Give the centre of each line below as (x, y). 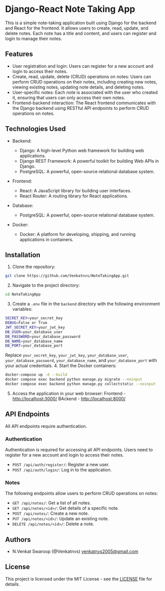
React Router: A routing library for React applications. (74, 196)
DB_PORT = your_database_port (34, 346)
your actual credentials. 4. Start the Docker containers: (61, 366)
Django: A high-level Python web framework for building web (82, 150)
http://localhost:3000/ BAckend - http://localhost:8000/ (69, 399)
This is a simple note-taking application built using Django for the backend (81, 23)
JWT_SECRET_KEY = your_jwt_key (35, 327)
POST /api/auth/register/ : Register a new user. (61, 464)
